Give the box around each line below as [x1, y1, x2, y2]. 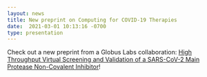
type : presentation [7, 29, 63, 36]
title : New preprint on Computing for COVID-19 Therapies [7, 16, 177, 23]
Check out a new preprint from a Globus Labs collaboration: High [7, 48, 192, 56]
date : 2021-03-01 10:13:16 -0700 [7, 23, 107, 30]
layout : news [7, 10, 45, 17]
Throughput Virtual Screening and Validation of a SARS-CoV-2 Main [7, 56, 200, 64]
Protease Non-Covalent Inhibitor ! [7, 63, 101, 71]
